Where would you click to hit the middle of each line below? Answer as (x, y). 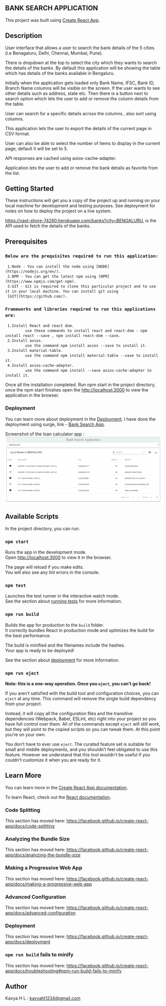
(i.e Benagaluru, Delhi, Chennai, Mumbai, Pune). (54, 53)
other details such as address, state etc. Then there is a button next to (77, 93)
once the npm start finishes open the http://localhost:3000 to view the (77, 390)
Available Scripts (32, 516)
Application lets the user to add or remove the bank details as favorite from (82, 168)
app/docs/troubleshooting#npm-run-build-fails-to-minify (63, 971)
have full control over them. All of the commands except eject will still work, (83, 724)
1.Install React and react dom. (41, 326)
